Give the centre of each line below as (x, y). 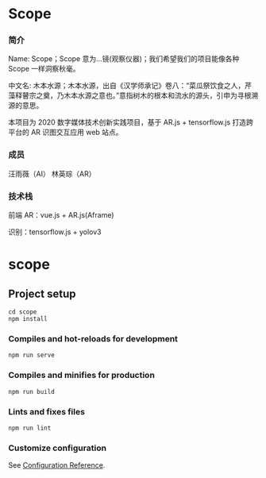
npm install (28, 319)
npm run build (32, 391)
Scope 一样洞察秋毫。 (44, 69)
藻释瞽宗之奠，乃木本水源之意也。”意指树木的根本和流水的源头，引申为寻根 (130, 95)
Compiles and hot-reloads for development (93, 339)
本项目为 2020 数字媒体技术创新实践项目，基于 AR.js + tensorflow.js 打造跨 (131, 122)
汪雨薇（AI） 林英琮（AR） (52, 173)
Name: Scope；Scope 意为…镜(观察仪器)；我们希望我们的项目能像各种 (124, 59)
